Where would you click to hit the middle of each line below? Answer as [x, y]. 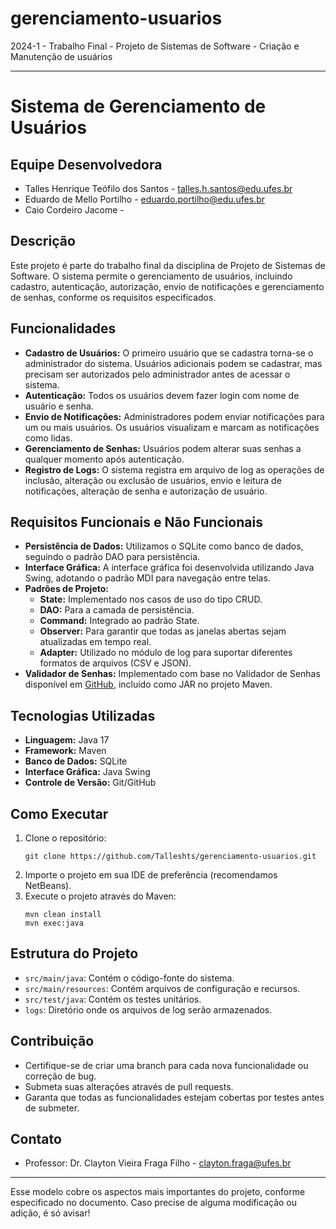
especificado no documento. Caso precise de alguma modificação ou [154, 1203]
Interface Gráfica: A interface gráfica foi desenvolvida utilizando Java [169, 568]
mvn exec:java [54, 923]
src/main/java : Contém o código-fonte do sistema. [129, 978]
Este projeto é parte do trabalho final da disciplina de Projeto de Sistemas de [168, 265]
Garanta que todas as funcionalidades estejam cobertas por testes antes [174, 1097]
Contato [36, 1139]
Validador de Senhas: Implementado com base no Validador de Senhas [172, 674]
